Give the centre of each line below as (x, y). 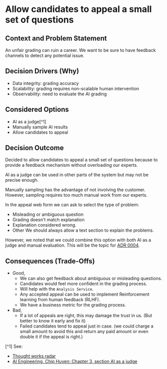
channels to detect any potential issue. (45, 55)
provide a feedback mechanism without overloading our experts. (72, 165)
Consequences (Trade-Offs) (50, 261)
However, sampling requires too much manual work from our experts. (77, 195)
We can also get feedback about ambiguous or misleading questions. (91, 279)
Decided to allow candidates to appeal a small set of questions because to (82, 160)
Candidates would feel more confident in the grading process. (83, 284)
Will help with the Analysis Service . (57, 289)
